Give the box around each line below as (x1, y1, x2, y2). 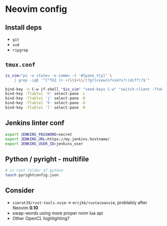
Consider (5, 186, 35, 195)
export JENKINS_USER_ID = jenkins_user (5, 141, 83, 146)
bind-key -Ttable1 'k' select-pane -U (5, 101, 85, 106)
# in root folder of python (5, 168, 64, 173)
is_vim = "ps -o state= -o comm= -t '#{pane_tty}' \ (5, 73, 112, 78)
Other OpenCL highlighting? (12, 215, 70, 221)
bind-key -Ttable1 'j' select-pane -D (5, 96, 85, 101)
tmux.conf (5, 61, 36, 68)
